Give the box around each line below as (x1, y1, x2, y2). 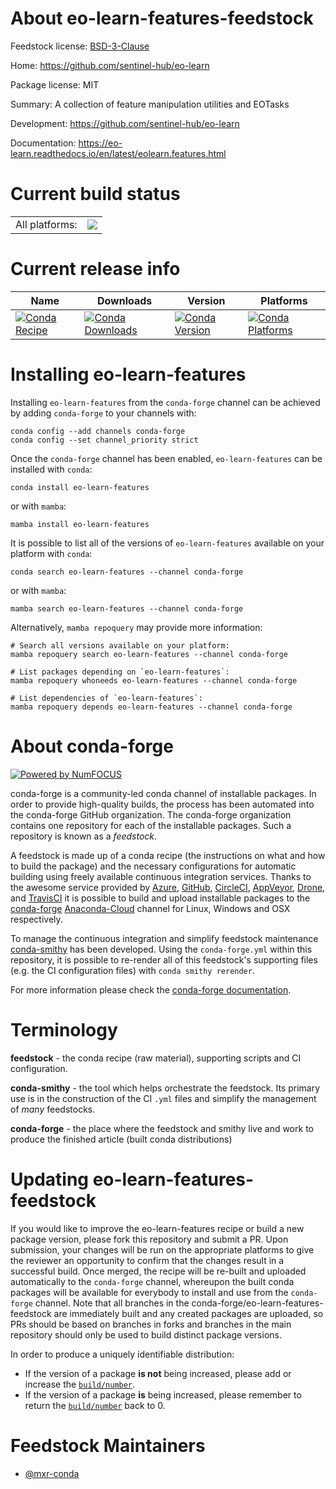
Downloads (96, 293, 153, 307)
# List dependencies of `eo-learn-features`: (10, 693, 203, 703)
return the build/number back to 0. (24, 1399, 166, 1411)
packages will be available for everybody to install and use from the (10, 1286, 289, 1298)
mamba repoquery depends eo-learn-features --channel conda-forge (10, 702, 293, 712)
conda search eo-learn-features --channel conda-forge (10, 567, 244, 577)
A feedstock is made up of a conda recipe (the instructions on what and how (10, 849, 326, 861)
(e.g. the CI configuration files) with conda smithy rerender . (10, 964, 255, 976)
